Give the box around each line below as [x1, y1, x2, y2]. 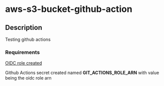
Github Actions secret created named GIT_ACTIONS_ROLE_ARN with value [5, 70, 160, 76]
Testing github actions [5, 36, 51, 42]
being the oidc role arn [5, 75, 52, 81]
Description [5, 23, 42, 32]
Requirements [5, 49, 40, 56]
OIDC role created [5, 60, 42, 66]
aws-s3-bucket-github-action [5, 3, 133, 15]
